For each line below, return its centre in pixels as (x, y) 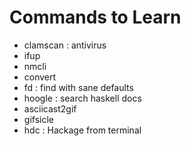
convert (40, 77)
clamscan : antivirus (65, 45)
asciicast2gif (50, 108)
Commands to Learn (95, 17)
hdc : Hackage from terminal (82, 130)
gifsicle (38, 119)
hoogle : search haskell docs (82, 98)
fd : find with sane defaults (78, 87)
